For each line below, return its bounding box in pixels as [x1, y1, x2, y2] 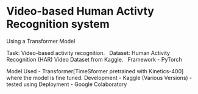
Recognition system [6, 17, 110, 31]
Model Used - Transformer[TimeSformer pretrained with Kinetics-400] [6, 67, 184, 74]
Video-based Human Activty [6, 4, 154, 18]
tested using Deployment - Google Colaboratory [6, 81, 127, 88]
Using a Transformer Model [6, 37, 76, 45]
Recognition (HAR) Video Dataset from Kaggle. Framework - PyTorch [6, 56, 182, 63]
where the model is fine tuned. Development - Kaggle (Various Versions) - [6, 74, 193, 81]
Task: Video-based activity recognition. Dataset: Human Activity [6, 49, 171, 56]
